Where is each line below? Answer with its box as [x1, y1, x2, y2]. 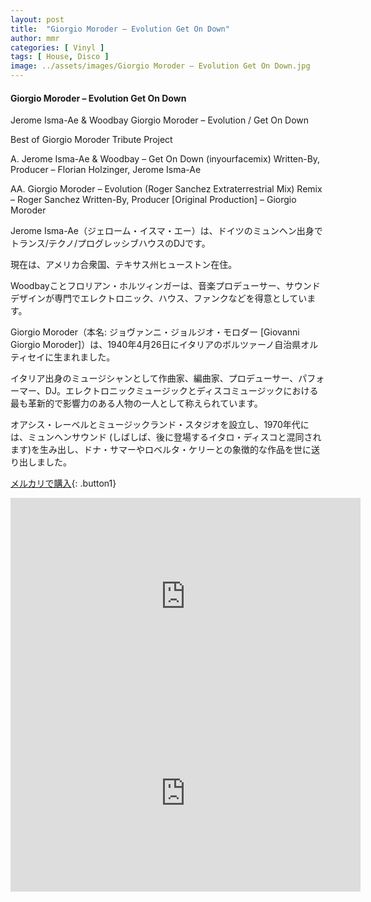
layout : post [10, 14, 65, 25]
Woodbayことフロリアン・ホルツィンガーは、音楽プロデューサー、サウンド [10, 280, 321, 292]
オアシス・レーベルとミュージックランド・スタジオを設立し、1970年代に [10, 419, 310, 431]
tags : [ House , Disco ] [10, 52, 110, 62]
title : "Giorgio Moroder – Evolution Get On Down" [10, 24, 230, 34]
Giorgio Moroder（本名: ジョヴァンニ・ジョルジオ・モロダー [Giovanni [10, 326, 300, 338]
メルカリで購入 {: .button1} [10, 477, 117, 490]
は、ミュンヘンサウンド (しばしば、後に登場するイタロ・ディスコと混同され [10, 431, 322, 443]
